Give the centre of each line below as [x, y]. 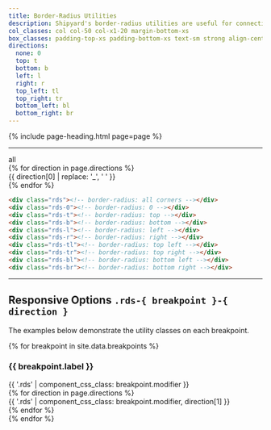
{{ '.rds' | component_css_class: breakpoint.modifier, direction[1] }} [119, 401]
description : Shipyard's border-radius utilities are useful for [120, 23]
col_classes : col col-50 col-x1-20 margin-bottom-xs [99, 31]
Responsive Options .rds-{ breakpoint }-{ [118, 301]
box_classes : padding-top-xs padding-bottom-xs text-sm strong [117, 38]
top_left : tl [38, 91]
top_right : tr [39, 98]
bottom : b [32, 69]
